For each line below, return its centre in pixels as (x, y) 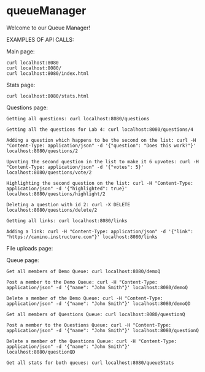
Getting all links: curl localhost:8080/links (67, 221)
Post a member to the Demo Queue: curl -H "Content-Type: (82, 282)
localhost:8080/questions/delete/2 (52, 210)
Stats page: (21, 85)
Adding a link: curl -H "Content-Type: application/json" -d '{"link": (100, 231)
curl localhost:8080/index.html (48, 73)
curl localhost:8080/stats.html (48, 96)
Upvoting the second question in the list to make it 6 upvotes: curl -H (103, 161)
